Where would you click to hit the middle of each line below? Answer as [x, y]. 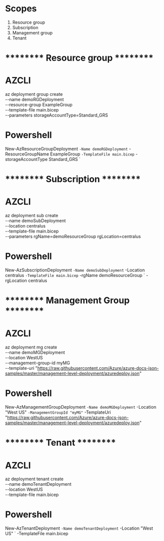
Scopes [21, 9]
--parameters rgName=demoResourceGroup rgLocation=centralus [73, 236]
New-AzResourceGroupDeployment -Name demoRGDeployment [67, 149]
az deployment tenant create [34, 479]
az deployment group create [34, 94]
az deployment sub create [32, 216]
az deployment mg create [31, 347]
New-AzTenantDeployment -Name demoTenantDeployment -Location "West [79, 528]
